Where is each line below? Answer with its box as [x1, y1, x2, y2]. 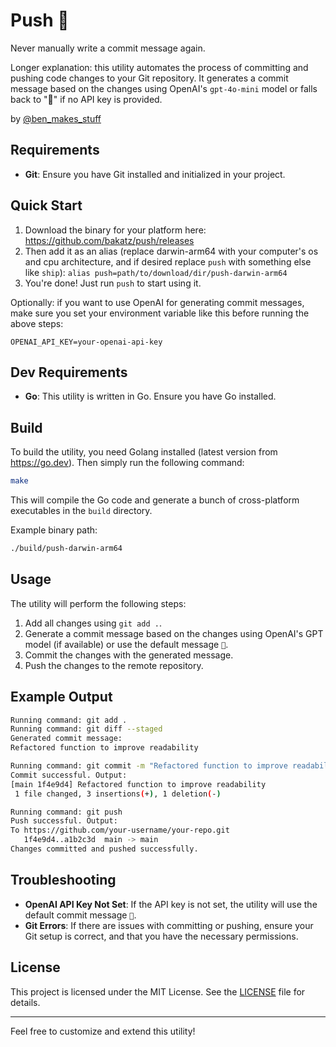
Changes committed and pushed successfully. [10, 844, 199, 854]
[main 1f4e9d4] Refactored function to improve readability [10, 779, 267, 789]
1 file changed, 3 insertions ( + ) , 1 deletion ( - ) [14, 789, 222, 799]
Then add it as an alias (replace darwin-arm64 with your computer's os [24, 245, 319, 257]
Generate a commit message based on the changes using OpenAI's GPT [24, 627, 324, 639]
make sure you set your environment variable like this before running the [10, 307, 310, 319]
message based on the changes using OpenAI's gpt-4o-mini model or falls [10, 82, 318, 94]
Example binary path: [10, 524, 98, 536]
